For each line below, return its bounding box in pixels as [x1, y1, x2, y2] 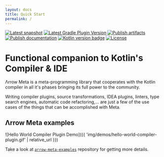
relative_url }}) [29, 137, 58, 143]
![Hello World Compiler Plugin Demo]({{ [5, 131, 85, 138]
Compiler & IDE [5, 63, 68, 74]
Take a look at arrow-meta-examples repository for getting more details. [5, 146, 149, 153]
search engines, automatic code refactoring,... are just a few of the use [5, 99, 150, 105]
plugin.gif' [5, 137, 26, 143]
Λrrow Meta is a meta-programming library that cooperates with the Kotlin [5, 79, 156, 85]
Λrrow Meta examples [5, 119, 75, 127]
